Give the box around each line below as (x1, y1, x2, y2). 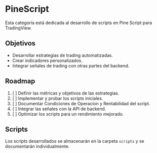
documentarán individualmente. (5, 144, 70, 150)
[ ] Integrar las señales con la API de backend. (12, 106, 106, 112)
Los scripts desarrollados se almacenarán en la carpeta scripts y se (5, 138, 145, 144)
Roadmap (5, 77, 36, 86)
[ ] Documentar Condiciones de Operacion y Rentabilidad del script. (12, 100, 151, 106)
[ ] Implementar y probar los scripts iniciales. (12, 95, 103, 101)
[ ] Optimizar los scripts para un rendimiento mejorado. (12, 111, 124, 117)
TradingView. (5, 25, 32, 31)
